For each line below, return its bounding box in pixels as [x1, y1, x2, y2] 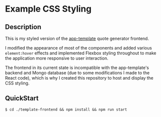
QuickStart [5, 94, 39, 102]
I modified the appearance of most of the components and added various [5, 45, 152, 50]
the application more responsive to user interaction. [5, 55, 108, 61]
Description [5, 23, 41, 31]
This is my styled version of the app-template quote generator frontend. [5, 35, 149, 41]
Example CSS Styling [5, 3, 91, 15]
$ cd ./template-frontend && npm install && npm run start [5, 107, 127, 112]
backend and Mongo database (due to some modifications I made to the [5, 70, 150, 76]
